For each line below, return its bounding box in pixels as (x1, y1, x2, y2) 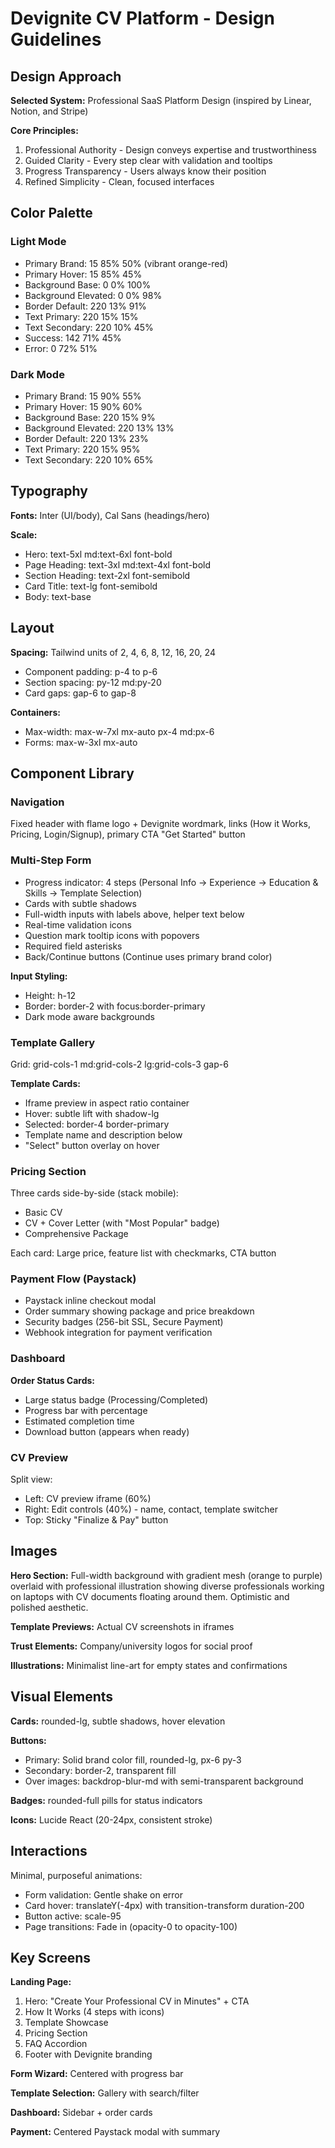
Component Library (10, 765, 135, 782)
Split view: (10, 1473, 53, 1486)
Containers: (10, 706, 62, 718)
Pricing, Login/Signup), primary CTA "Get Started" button (10, 828, 246, 841)
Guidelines (10, 28, 102, 51)
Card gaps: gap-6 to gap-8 (24, 687, 137, 699)
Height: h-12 (24, 989, 77, 1001)
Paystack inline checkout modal (24, 1295, 157, 1307)
